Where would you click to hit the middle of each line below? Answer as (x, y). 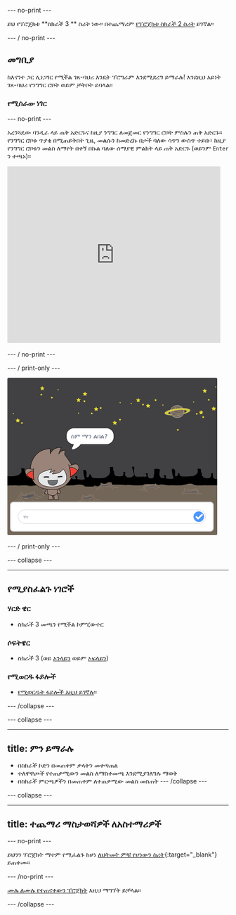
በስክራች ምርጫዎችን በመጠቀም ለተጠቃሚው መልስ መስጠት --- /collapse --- (112, 781)
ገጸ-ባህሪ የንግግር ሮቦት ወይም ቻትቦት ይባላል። (60, 84)
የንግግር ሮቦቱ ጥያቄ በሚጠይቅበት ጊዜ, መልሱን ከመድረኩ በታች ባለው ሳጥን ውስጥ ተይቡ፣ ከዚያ (117, 141)
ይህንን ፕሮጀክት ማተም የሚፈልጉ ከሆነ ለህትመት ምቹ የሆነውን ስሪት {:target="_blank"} (112, 855)
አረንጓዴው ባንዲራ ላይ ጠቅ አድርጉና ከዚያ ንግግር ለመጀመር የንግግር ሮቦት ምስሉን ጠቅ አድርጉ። (115, 132)
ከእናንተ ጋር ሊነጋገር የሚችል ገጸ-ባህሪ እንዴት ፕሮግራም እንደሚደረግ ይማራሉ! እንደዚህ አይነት (114, 77)
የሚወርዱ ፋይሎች (32, 677)
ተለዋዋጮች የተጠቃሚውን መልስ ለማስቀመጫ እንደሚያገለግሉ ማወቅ (97, 774)
